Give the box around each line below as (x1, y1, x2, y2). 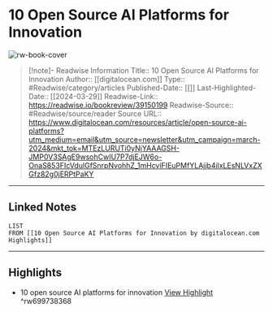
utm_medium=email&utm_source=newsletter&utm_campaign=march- (28, 134, 261, 144)
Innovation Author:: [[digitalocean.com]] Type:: (28, 74, 185, 84)
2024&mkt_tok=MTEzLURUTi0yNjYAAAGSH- (28, 143, 180, 153)
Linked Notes (8, 201, 77, 214)
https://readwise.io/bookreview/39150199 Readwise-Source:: (28, 100, 234, 110)
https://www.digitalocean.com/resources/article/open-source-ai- (28, 117, 248, 127)
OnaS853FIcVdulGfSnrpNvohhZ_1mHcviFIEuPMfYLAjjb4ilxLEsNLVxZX (28, 160, 262, 170)
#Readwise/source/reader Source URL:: (28, 108, 162, 119)
